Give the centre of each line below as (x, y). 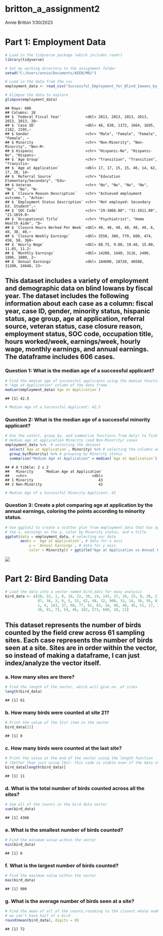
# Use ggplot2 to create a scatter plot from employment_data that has (79, 527)
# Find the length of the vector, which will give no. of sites (71, 687)
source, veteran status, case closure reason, (74, 326)
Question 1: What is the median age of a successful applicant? (80, 371)
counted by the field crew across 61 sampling (75, 633)
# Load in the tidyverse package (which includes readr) (64, 55)
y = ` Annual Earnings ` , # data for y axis (73, 546)
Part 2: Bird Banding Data (57, 579)
